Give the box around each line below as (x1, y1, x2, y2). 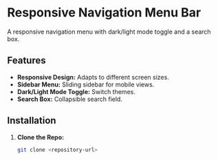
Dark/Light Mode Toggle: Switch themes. (17, 87, 135, 95)
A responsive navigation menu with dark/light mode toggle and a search (7, 27, 211, 36)
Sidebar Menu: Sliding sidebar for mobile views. (17, 80, 155, 89)
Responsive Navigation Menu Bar (7, 5, 201, 21)
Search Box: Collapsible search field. (17, 95, 122, 103)
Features (7, 55, 46, 67)
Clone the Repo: (17, 133, 64, 141)
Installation (7, 115, 56, 126)
